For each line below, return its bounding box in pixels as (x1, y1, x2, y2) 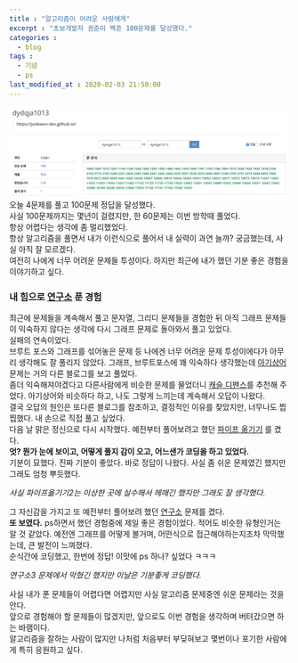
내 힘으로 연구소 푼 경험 (9, 291, 102, 303)
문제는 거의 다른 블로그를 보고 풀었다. (9, 368, 138, 379)
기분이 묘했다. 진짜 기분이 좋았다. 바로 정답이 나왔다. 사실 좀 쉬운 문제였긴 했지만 (9, 457, 286, 468)
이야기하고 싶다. (9, 266, 65, 276)
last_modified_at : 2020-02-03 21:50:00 (9, 80, 162, 89)
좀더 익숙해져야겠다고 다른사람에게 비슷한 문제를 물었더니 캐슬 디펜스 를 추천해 (9, 379, 278, 389)
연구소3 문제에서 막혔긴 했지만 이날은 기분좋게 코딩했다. (9, 569, 202, 580)
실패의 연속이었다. (9, 334, 72, 345)
